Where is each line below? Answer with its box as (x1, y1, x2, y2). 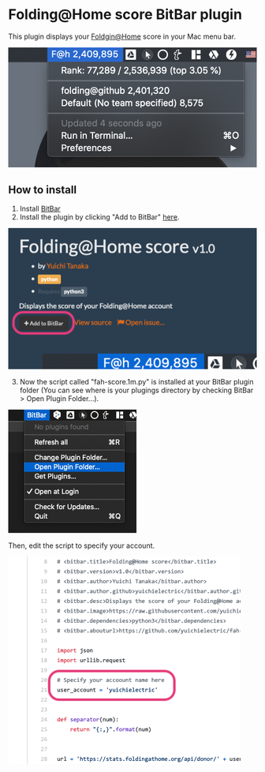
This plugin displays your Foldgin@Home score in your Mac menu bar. (8, 32, 237, 41)
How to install (8, 183, 77, 197)
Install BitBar (19, 204, 61, 214)
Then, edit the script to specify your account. (8, 541, 155, 550)
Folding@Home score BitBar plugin (8, 6, 243, 24)
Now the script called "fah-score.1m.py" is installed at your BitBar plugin (19, 377, 254, 386)
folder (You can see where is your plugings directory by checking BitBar (19, 385, 254, 395)
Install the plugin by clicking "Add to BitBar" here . (19, 212, 180, 222)
